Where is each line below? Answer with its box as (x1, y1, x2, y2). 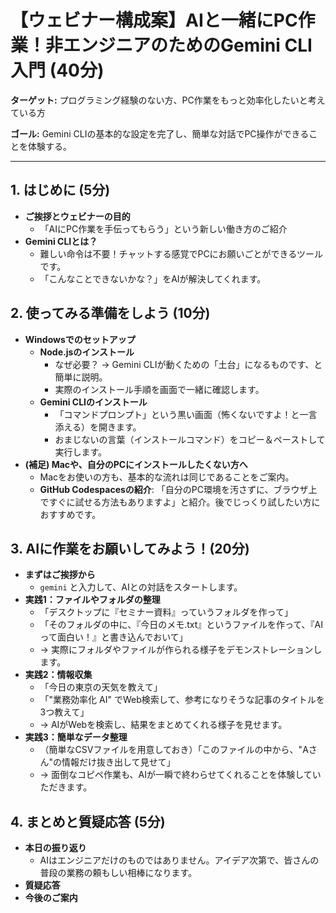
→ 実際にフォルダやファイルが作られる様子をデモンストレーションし (39, 644, 323, 656)
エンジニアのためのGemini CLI (63, 34, 313, 57)
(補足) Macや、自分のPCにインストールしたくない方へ (24, 458, 248, 470)
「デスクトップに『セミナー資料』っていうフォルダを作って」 (39, 606, 293, 618)
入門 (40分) (10, 59, 105, 82)
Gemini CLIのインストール (39, 396, 148, 408)
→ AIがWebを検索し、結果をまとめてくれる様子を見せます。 (39, 719, 288, 731)
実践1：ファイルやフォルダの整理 (24, 594, 161, 606)
